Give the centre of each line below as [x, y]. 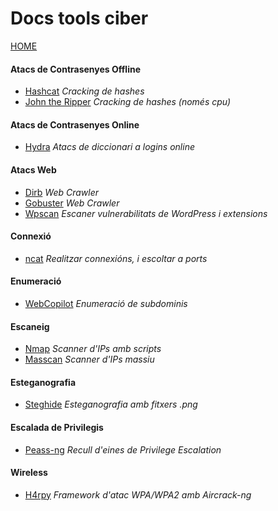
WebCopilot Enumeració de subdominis [106, 303]
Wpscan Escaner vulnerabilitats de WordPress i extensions [146, 213]
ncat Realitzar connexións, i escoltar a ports [116, 258]
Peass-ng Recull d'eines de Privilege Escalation [123, 449]
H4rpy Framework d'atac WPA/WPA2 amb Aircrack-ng [138, 494]
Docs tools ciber [79, 18]
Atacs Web [33, 169]
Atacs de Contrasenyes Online [75, 124]
